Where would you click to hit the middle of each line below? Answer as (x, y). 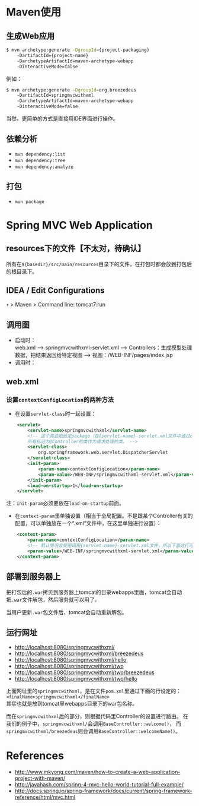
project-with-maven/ (40, 778)
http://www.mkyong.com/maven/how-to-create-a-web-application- (97, 772)
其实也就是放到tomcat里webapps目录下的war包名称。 (72, 704)
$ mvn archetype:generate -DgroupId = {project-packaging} (78, 50)
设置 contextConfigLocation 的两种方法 (60, 400)
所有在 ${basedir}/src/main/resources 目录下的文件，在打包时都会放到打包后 (99, 264)
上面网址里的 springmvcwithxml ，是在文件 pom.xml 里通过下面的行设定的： (94, 691)
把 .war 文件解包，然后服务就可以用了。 (53, 599)
